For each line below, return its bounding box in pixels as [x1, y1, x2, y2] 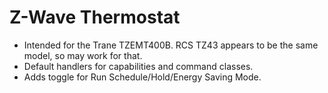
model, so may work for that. [23, 49, 143, 61]
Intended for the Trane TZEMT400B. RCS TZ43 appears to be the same [23, 39, 319, 51]
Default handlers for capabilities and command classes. [23, 60, 254, 72]
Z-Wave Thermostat [9, 6, 181, 29]
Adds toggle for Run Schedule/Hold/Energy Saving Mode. [23, 71, 262, 83]
